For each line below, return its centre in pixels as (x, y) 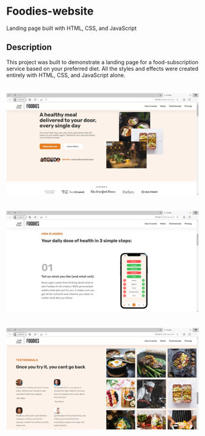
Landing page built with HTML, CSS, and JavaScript (72, 28)
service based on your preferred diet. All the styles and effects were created (103, 68)
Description (29, 47)
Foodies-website (50, 11)
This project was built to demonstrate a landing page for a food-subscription (102, 62)
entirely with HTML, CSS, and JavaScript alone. (66, 75)
